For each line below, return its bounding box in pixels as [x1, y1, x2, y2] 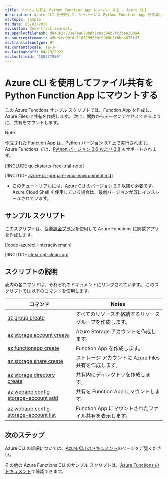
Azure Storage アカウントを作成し [75, 328, 156, 335]
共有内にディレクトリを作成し [75, 371, 146, 378]
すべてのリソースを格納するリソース [75, 310, 160, 317]
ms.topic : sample [5, 17, 41, 22]
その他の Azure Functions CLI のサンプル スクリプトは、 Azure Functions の [5, 462, 160, 468]
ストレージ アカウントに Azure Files [75, 354, 160, 361]
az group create [7, 314, 45, 321]
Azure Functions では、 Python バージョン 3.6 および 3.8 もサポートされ [5, 146, 152, 152]
